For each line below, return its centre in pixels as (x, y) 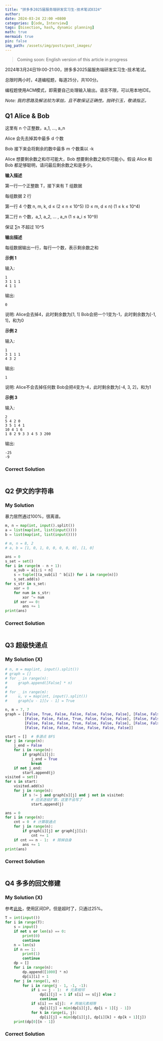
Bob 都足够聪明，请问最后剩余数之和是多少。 (50, 165)
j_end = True (44, 759)
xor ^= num (33, 597)
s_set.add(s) (27, 579)
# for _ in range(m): (27, 692)
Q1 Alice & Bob (27, 116)
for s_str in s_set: (26, 584)
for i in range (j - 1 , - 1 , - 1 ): (55, 986)
